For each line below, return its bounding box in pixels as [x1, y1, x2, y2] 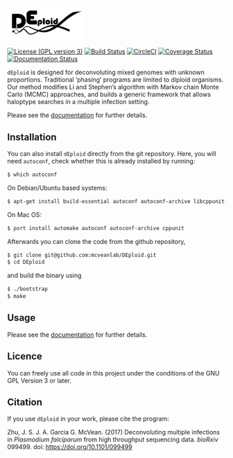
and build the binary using [7, 272, 82, 280]
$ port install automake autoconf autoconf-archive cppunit [7, 224, 185, 231]
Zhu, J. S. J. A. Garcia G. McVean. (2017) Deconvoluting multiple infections [7, 428, 221, 437]
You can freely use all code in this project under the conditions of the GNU [7, 369, 220, 377]
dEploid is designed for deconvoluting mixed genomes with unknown [7, 68, 205, 77]
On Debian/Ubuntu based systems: [7, 184, 107, 192]
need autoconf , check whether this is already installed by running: [7, 157, 196, 165]
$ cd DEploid [7, 258, 45, 266]
